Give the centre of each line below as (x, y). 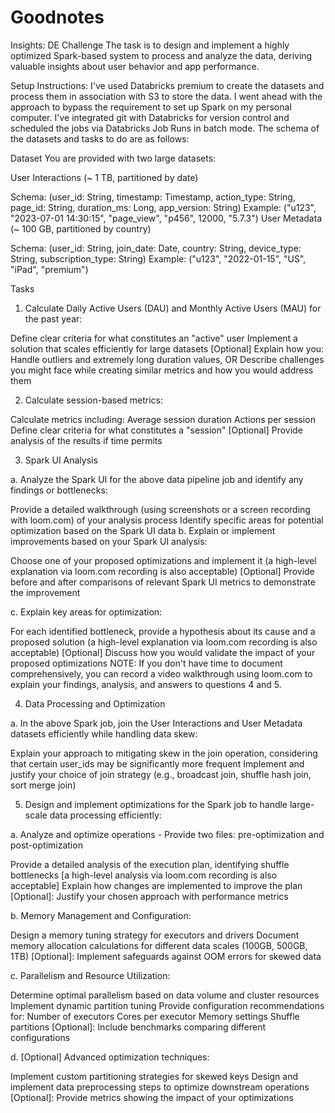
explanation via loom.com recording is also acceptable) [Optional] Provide (162, 571)
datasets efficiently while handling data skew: (104, 733)
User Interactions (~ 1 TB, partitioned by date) (104, 177)
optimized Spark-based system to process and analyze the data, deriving (161, 55)
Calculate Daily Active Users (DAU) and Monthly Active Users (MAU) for (173, 308)
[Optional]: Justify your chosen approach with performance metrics (149, 896)
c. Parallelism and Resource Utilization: (90, 975)
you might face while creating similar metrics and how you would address (162, 370)
